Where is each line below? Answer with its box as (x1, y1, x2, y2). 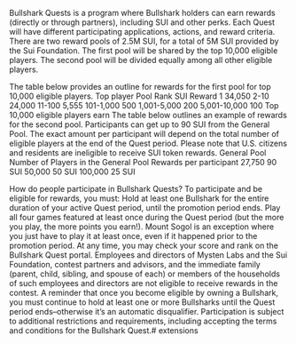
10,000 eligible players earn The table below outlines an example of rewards (9, 110, 288, 120)
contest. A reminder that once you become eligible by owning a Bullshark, (9, 288, 279, 298)
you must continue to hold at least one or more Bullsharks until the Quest (9, 297, 276, 307)
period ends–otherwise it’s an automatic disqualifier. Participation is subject (9, 307, 284, 316)
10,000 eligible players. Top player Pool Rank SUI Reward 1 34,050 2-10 (9, 91, 269, 101)
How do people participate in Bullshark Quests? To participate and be (9, 184, 263, 194)
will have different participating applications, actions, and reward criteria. (9, 27, 276, 36)
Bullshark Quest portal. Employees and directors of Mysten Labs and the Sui (9, 250, 288, 260)
